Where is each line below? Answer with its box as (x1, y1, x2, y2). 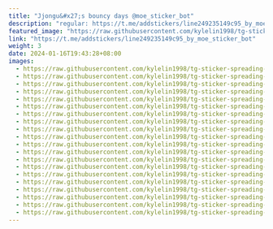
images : (8, 58, 35, 66)
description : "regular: (8, 19, 89, 28)
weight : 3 (8, 42, 42, 50)
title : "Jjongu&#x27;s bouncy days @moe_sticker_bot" (8, 11, 195, 20)
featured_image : (8, 27, 63, 35)
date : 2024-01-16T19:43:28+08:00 (8, 50, 122, 58)
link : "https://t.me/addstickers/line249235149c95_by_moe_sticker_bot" (8, 34, 256, 43)
